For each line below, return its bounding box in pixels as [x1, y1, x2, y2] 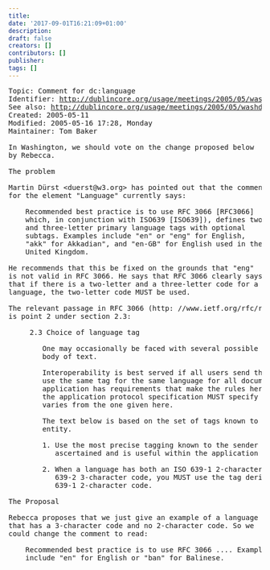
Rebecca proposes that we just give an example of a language [8, 513, 259, 522]
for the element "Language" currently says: [8, 191, 187, 200]
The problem [8, 167, 55, 176]
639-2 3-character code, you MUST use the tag [55, 473, 242, 481]
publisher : [8, 57, 45, 65]
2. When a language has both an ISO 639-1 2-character [42, 465, 263, 473]
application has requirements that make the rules [42, 384, 247, 393]
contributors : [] [8, 49, 67, 57]
